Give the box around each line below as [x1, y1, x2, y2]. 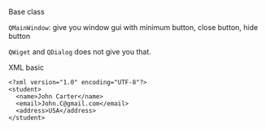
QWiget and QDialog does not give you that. [8, 47, 152, 56]
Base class [8, 7, 45, 16]
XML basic [8, 62, 45, 72]
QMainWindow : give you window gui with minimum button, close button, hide [8, 23, 259, 32]
